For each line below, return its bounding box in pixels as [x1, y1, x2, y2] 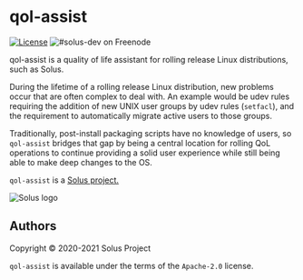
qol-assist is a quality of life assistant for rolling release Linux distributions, [9, 54, 288, 65]
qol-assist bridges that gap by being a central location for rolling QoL [9, 137, 271, 148]
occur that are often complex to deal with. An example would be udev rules [9, 91, 290, 102]
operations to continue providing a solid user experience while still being [9, 147, 281, 158]
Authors [9, 218, 57, 234]
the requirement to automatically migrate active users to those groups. [9, 110, 272, 121]
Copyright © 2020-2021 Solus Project [9, 243, 151, 254]
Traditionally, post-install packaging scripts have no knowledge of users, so [9, 127, 292, 138]
